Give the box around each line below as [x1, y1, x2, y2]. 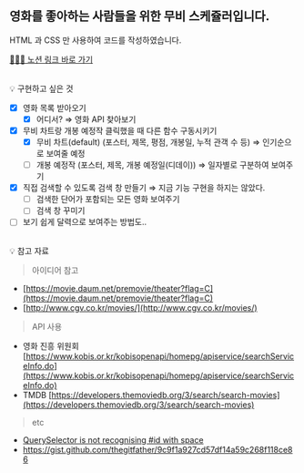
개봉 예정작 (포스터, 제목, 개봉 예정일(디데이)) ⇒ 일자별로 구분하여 [35, 159, 269, 170]
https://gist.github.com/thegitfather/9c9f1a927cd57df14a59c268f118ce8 [22, 445, 293, 456]
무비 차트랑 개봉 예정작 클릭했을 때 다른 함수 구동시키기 [22, 125, 218, 136]
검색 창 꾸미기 [35, 205, 86, 216]
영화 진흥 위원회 [22, 341, 79, 352]
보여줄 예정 [46, 149, 86, 159]
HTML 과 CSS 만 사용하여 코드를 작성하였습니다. [9, 35, 182, 46]
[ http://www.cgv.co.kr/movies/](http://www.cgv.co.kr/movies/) [22, 303, 258, 314]
